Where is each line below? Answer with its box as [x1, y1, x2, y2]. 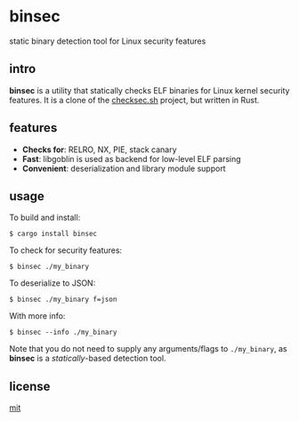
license [9, 378, 51, 393]
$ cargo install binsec [9, 230, 98, 239]
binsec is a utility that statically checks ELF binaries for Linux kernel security [9, 85, 290, 95]
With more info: [9, 311, 66, 321]
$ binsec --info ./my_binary [9, 328, 117, 337]
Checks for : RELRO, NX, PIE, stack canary [21, 144, 177, 155]
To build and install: [9, 212, 81, 223]
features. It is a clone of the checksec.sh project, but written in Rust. [9, 94, 260, 105]
